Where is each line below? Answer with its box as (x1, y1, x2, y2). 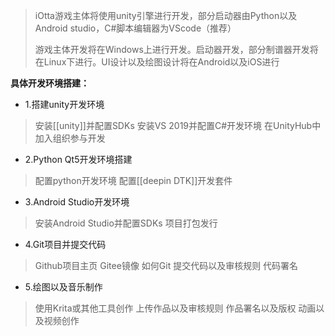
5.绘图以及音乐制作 (24, 281, 103, 293)
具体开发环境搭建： (10, 77, 90, 89)
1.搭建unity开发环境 (24, 99, 105, 110)
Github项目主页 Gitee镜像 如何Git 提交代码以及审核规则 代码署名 (34, 260, 299, 271)
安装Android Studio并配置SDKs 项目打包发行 (34, 217, 218, 229)
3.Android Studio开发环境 (24, 196, 130, 208)
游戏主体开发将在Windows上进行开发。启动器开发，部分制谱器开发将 (34, 44, 319, 55)
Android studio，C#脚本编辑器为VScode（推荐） (34, 22, 237, 34)
